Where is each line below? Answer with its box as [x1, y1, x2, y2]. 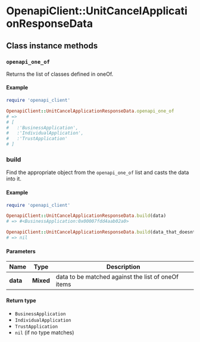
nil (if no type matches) [14, 329, 74, 336]
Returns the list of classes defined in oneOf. [6, 70, 114, 77]
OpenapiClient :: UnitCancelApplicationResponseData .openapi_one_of [6, 108, 174, 114]
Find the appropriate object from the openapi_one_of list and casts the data [6, 169, 189, 176]
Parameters [6, 247, 36, 254]
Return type [6, 297, 37, 304]
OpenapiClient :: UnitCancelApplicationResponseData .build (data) [6, 213, 167, 219]
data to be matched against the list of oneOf [55, 273, 179, 281]
